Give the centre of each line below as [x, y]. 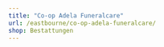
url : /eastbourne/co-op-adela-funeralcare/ [82, 23]
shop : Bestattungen [41, 30]
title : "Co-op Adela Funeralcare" [66, 16]
